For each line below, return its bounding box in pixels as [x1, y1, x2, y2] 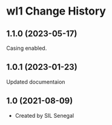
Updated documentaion [6, 78, 65, 86]
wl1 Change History [6, 4, 106, 18]
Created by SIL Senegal [15, 112, 74, 119]
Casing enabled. [6, 44, 47, 52]
